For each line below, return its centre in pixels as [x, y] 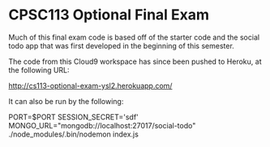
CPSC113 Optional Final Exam [109, 15]
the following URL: [39, 69]
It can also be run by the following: [66, 101]
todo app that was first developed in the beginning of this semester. [122, 45]
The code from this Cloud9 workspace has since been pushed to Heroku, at [135, 61]
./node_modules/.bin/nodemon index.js [74, 134]
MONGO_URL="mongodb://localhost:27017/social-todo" [102, 125]
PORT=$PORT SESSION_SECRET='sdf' [74, 117]
